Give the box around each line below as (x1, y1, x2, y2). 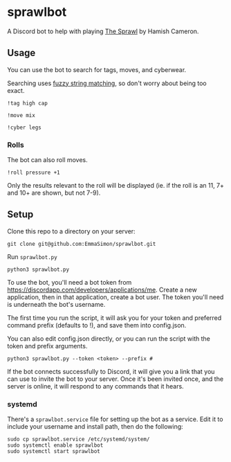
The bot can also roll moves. (7, 156, 88, 164)
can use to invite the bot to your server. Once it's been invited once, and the (7, 375, 223, 383)
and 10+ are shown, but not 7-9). (7, 188, 101, 197)
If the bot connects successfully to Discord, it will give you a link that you (7, 367, 215, 375)
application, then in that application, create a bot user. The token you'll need (7, 292, 224, 301)
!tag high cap (7, 100, 48, 107)
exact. (7, 86, 25, 94)
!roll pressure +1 (7, 169, 60, 177)
